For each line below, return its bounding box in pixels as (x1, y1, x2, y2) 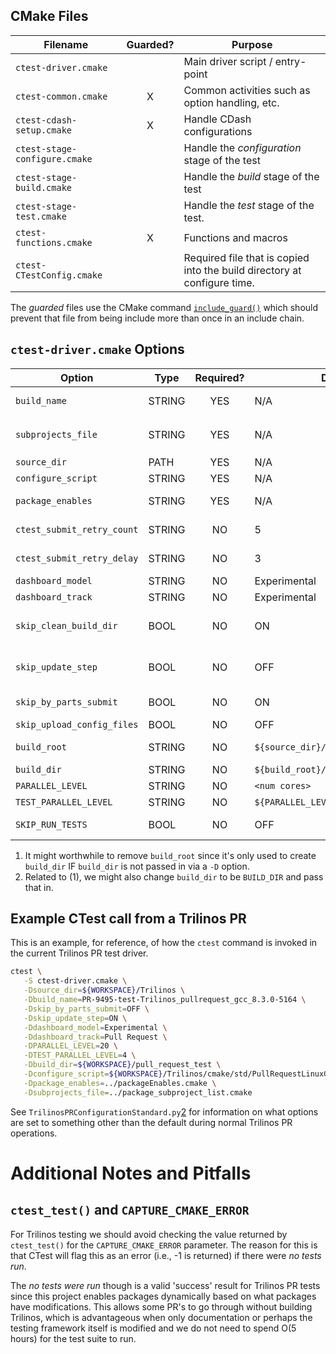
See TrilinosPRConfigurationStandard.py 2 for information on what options (10, 1105, 319, 1118)
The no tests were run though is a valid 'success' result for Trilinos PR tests (10, 1279, 321, 1291)
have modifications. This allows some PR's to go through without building (10, 1300, 313, 1313)
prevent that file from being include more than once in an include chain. (10, 312, 305, 324)
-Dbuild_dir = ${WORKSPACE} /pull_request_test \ (23, 1060, 222, 1070)
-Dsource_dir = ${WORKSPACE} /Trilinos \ (23, 985, 186, 996)
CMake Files (10, 8, 89, 25)
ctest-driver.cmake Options (10, 341, 185, 358)
